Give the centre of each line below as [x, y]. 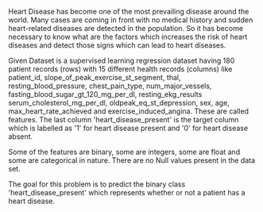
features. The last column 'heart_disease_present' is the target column [124, 119]
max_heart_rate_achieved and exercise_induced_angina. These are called [128, 111]
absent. [21, 137]
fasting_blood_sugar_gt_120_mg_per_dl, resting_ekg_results [105, 94]
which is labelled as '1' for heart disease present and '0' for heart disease [128, 128]
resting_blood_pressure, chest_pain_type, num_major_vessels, [110, 86]
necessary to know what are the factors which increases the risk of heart [128, 37]
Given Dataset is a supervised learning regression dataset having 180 [122, 60]
